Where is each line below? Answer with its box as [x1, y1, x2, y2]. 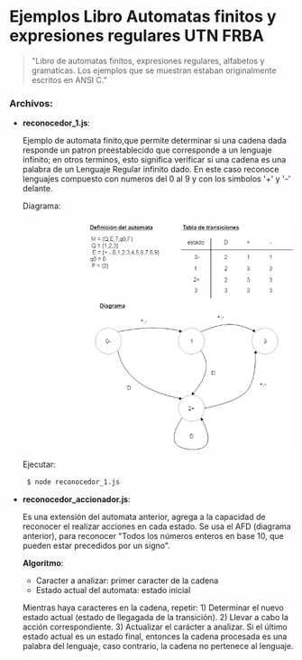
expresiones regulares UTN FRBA [9, 25, 264, 46]
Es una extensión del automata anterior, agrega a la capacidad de [22, 512, 266, 523]
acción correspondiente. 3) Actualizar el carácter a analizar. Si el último [22, 621, 288, 633]
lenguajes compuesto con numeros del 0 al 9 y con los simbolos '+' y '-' [22, 173, 291, 184]
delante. [22, 183, 53, 194]
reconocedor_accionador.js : [22, 494, 131, 505]
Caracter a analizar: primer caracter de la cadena [35, 575, 219, 586]
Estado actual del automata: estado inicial [35, 585, 191, 596]
